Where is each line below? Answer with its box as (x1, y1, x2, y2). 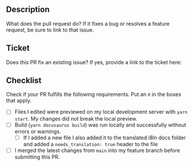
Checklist (6, 76, 42, 86)
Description (6, 5, 50, 15)
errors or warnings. (14, 128, 61, 135)
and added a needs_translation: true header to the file (23, 140, 158, 147)
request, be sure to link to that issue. (6, 26, 94, 33)
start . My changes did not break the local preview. (14, 115, 137, 122)
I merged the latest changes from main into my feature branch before (14, 147, 180, 154)
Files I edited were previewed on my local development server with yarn (14, 108, 188, 115)
